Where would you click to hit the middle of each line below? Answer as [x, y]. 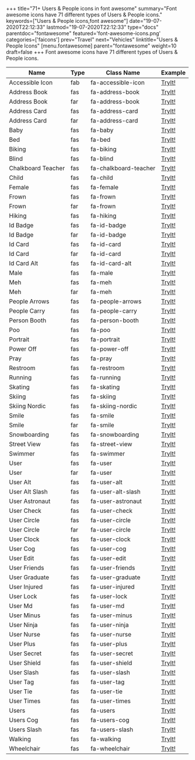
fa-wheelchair [110, 749]
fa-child [102, 178]
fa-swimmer [108, 453]
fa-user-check [112, 511]
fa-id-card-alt [111, 263]
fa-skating [105, 387]
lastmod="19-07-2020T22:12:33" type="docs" [102, 27]
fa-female [104, 187]
